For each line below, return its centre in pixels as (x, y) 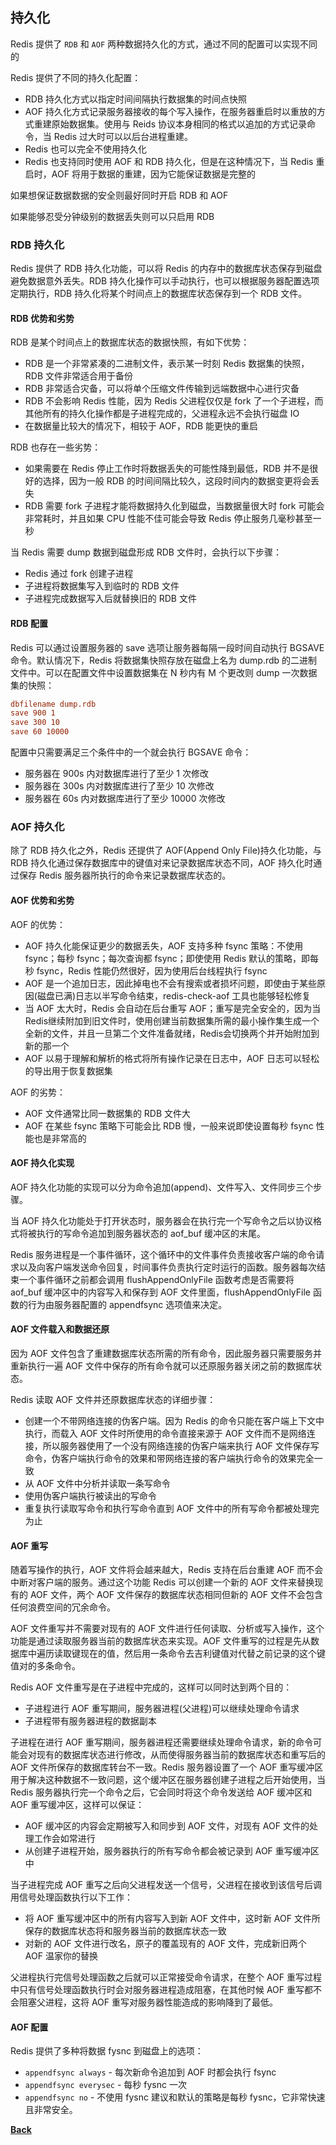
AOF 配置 (29, 2027)
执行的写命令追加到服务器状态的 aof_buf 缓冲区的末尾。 (151, 1233)
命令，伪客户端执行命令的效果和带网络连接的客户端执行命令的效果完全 (169, 1458)
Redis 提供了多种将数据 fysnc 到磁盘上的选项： (107, 2051)
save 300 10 (35, 723)
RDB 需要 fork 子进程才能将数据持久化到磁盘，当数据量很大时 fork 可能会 (174, 506)
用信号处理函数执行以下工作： (71, 1897)
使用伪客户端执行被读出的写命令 (90, 1495)
